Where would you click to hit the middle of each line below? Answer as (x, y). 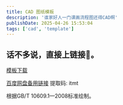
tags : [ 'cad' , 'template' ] (40, 29)
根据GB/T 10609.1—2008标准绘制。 (50, 96)
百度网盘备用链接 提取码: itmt (42, 83)
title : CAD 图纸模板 (30, 12)
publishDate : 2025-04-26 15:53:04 (50, 23)
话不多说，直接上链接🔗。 (52, 55)
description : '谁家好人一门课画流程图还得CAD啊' (62, 17)
